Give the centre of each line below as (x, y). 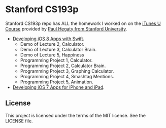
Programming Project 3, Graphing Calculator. (67, 71)
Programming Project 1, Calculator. (56, 60)
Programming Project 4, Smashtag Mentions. (67, 76)
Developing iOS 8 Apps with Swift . (48, 39)
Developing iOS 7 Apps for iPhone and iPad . (59, 87)
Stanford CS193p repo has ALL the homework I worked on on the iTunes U (83, 23)
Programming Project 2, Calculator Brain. (63, 66)
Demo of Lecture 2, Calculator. (52, 44)
